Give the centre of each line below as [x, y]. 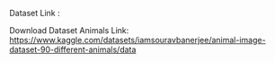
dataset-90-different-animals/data [73, 49]
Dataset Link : [35, 13]
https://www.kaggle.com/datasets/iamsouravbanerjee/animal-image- [138, 40]
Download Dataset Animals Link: [69, 30]
